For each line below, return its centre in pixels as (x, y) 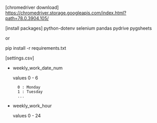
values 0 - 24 (27, 116)
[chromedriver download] (32, 7)
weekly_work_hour (32, 106)
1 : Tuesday (30, 92)
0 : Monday (29, 87)
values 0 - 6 (25, 78)
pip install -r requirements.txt (36, 48)
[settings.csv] (20, 58)
